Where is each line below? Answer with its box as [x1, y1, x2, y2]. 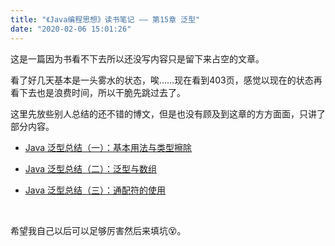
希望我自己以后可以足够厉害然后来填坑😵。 [10, 224, 187, 236]
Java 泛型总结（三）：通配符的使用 [24, 184, 167, 196]
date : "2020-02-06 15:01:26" [10, 24, 132, 34]
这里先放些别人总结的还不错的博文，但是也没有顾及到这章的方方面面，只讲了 [10, 107, 326, 120]
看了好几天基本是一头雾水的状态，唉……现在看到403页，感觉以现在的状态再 [10, 74, 323, 86]
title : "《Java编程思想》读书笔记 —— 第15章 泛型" [10, 14, 201, 25]
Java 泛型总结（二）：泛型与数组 [24, 162, 158, 175]
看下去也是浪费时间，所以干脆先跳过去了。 [10, 86, 186, 98]
